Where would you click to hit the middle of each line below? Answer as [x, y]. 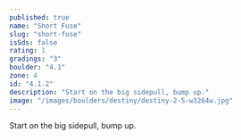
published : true [39, 17]
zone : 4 [24, 76]
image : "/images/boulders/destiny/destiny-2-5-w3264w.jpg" [121, 100]
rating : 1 [28, 51]
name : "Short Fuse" [46, 26]
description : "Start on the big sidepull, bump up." [109, 92]
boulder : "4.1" [37, 68]
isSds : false [33, 42]
